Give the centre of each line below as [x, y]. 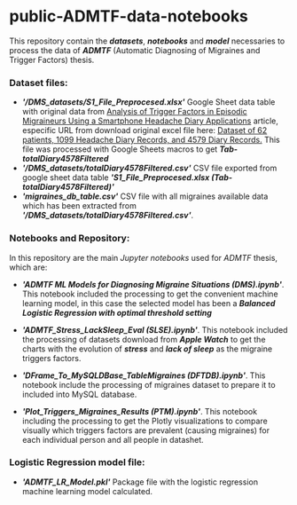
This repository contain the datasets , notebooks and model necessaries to [147, 41]
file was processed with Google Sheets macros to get [120, 149]
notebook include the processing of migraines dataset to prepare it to [149, 384]
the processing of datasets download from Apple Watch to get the [144, 339]
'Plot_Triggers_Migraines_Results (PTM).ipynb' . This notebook [140, 411]
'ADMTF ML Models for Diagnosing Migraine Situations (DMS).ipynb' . [153, 284]
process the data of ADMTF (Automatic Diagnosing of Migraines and [135, 50]
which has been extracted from [79, 206]
